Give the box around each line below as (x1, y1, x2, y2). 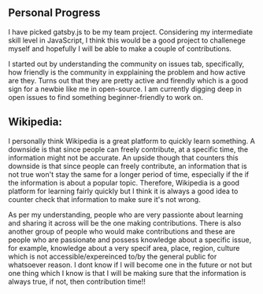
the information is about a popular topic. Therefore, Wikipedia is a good (8, 178, 240, 187)
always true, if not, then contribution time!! (8, 277, 146, 286)
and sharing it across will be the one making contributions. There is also (8, 218, 242, 227)
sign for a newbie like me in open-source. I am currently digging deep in (8, 84, 242, 94)
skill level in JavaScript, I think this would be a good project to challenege (8, 35, 246, 45)
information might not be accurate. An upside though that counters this (8, 153, 239, 162)
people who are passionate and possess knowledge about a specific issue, (8, 235, 252, 244)
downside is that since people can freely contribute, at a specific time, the (8, 145, 249, 154)
